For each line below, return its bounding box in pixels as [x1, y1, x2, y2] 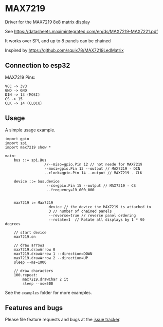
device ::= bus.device [14, 179, 60, 184]
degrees [5, 221, 21, 226]
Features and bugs [5, 304, 63, 312]
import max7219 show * [5, 145, 51, 150]
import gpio [5, 136, 29, 141]
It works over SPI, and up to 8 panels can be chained [5, 37, 111, 44]
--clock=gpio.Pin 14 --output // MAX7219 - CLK [44, 170, 143, 175]
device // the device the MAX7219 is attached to [48, 204, 151, 209]
